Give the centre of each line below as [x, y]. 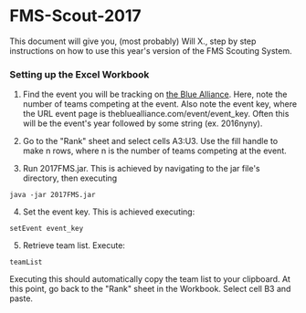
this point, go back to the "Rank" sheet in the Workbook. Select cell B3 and [150, 289]
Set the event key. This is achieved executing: [109, 212]
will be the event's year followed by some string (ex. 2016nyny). [142, 123]
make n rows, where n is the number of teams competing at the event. [155, 151]
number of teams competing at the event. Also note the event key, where [160, 104]
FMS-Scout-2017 [75, 16]
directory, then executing [70, 178]
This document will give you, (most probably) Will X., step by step [133, 41]
